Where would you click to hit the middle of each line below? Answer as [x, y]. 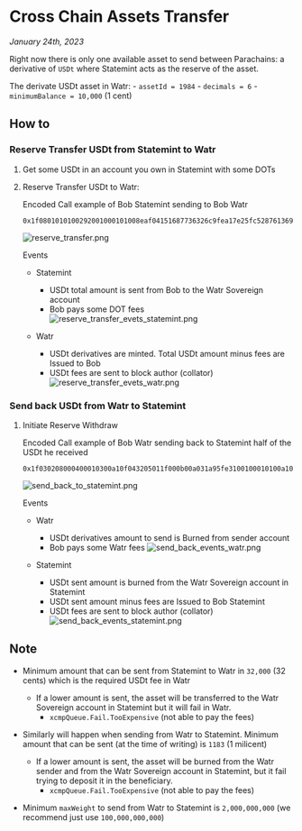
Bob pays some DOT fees [97, 309]
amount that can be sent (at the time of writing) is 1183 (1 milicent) [145, 744]
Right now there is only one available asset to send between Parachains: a [147, 59]
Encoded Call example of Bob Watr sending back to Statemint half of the [157, 443]
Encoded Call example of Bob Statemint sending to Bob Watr [135, 204]
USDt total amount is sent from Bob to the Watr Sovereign [156, 289]
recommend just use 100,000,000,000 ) [93, 817]
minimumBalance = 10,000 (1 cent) [71, 96]
